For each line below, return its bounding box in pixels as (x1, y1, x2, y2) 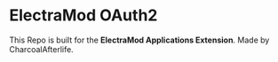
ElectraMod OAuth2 (9, 5, 158, 26)
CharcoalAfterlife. (9, 43, 74, 54)
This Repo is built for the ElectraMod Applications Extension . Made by (9, 35, 270, 45)
